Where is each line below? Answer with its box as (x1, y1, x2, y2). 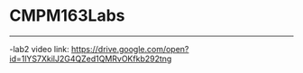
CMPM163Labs (9, 5, 125, 26)
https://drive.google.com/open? (70, 43, 189, 54)
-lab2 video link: (9, 43, 69, 54)
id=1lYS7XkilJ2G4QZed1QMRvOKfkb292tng (9, 53, 172, 64)
